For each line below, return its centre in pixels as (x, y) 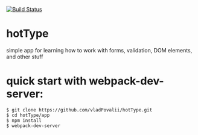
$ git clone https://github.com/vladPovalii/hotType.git (79, 110)
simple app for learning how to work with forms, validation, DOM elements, (99, 50)
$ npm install (24, 121)
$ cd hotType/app (28, 115)
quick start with (46, 81)
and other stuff (25, 57)
